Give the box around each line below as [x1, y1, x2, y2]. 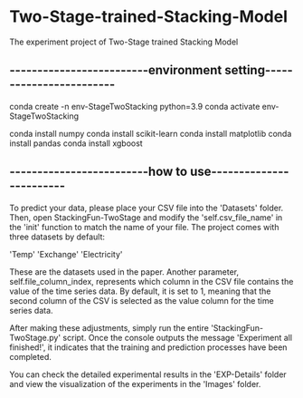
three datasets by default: [9, 231, 106, 242]
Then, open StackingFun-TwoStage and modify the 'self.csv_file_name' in [9, 211, 283, 223]
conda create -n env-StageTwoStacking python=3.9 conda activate [9, 101, 260, 112]
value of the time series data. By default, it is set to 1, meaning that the [9, 286, 271, 296]
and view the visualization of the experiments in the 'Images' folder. [9, 378, 261, 389]
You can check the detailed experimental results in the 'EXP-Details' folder [9, 369, 287, 380]
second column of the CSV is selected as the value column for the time [9, 295, 274, 306]
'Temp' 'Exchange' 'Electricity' [9, 248, 123, 259]
